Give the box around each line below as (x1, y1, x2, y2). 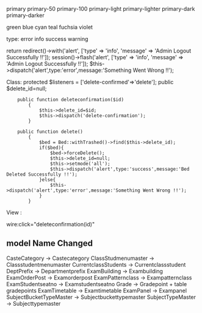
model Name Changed (6, 238, 93, 249)
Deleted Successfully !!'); (6, 171, 78, 178)
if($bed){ (38, 145, 64, 151)
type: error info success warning (6, 35, 88, 42)
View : (6, 209, 23, 216)
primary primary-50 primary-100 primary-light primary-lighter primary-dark (6, 5, 195, 12)
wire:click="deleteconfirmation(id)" (6, 221, 95, 228)
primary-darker (6, 12, 45, 19)
